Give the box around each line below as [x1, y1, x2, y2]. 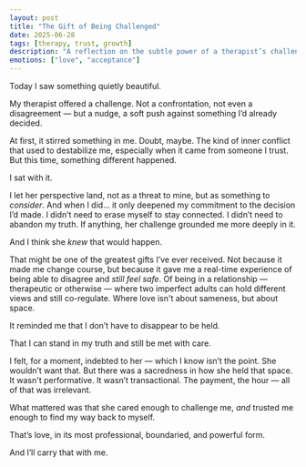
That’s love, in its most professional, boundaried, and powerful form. [9, 430, 266, 440]
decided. [9, 117, 43, 128]
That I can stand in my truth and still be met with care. [9, 338, 211, 349]
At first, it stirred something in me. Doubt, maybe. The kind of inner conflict [9, 136, 291, 146]
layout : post [9, 13, 59, 23]
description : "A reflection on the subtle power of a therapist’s [9, 47, 267, 56]
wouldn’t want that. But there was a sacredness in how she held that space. [9, 365, 293, 376]
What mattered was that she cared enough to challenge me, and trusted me [9, 402, 294, 412]
